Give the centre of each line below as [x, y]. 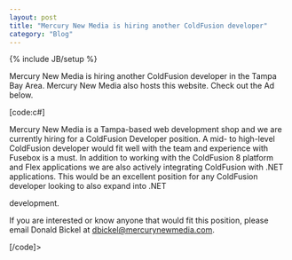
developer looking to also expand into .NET [88, 186]
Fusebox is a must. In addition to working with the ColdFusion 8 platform [141, 158]
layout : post [33, 17]
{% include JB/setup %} [53, 59]
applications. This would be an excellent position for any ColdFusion [134, 177]
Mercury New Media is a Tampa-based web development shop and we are [146, 130]
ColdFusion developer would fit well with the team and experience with [139, 148]
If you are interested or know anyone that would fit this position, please [139, 221]
